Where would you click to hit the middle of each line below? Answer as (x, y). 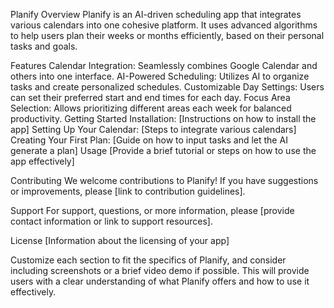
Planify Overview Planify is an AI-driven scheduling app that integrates (156, 14)
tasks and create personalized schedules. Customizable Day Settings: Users (167, 87)
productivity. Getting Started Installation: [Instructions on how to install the (163, 118)
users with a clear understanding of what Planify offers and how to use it (160, 281)
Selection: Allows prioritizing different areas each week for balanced (151, 108)
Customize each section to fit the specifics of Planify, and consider (148, 260)
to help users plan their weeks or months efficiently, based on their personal (167, 35)
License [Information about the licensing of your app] (120, 240)
